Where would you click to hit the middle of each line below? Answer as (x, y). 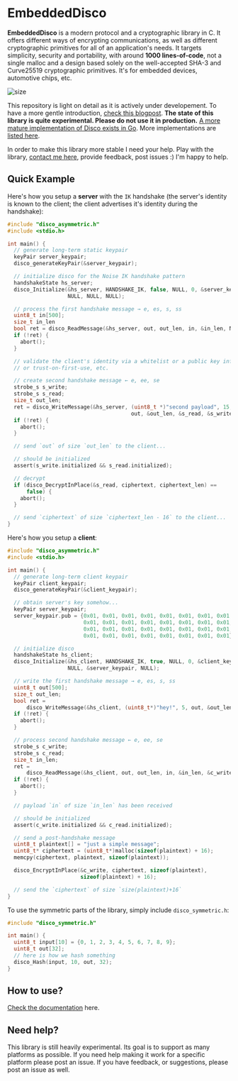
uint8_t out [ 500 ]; (41, 687)
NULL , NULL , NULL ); (96, 296)
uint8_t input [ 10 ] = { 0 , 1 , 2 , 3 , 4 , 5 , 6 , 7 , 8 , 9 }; (95, 942)
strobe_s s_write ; (41, 387)
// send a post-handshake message (64, 838)
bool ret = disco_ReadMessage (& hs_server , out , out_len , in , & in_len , (120, 329)
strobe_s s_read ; (39, 394)
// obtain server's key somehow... (66, 603)
